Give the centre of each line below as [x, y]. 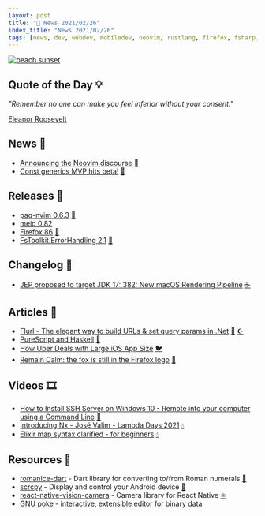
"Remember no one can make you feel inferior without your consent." [121, 104]
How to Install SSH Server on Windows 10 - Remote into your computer [135, 409]
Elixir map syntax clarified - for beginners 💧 [89, 434]
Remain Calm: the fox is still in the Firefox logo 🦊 [98, 360]
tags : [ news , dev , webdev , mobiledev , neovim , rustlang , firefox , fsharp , [134, 37]
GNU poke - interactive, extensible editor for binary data [111, 503]
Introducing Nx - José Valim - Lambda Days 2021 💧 [102, 425]
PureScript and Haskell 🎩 [60, 339]
